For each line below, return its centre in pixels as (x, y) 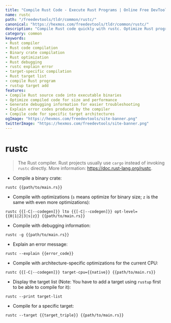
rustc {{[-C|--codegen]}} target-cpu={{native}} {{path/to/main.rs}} (81, 272)
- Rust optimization (27, 57)
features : (16, 90)
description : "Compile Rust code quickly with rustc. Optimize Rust (79, 29)
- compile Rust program (31, 81)
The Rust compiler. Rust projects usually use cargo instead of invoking (91, 163)
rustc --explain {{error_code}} (39, 253)
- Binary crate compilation (35, 52)
